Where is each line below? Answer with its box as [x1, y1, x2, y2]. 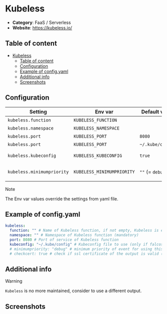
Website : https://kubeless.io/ [12, 24, 73, 30]
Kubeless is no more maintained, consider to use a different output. [5, 288, 142, 294]
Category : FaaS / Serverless [12, 19, 71, 25]
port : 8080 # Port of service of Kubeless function [9, 237, 119, 242]
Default [141, 108, 160, 115]
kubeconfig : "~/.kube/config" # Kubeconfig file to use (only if [9, 242, 148, 247]
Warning [5, 278, 22, 284]
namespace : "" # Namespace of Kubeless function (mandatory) [9, 233, 139, 238]
